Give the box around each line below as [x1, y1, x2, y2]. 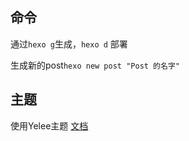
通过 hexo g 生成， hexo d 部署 [10, 38, 128, 50]
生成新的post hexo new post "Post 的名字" [10, 59, 180, 71]
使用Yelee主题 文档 [10, 119, 89, 132]
